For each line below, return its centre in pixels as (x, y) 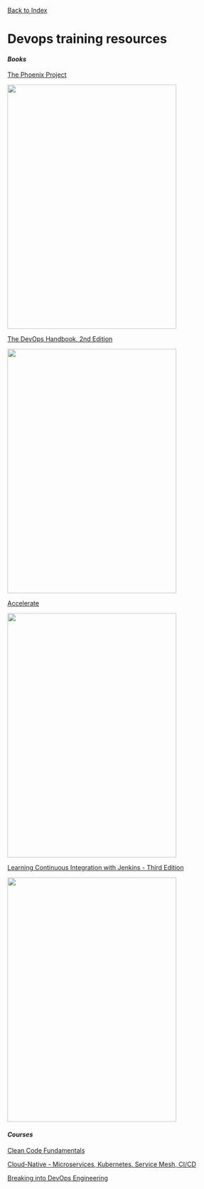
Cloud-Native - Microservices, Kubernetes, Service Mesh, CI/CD (102, 1164)
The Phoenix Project (37, 75)
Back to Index (27, 10)
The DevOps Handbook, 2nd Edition (60, 339)
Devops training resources (87, 39)
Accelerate (23, 603)
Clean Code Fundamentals (46, 1150)
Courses (20, 1134)
